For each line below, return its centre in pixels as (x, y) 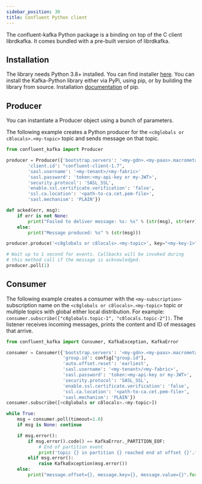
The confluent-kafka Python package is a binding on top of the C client (94, 34)
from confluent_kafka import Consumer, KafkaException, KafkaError (93, 342)
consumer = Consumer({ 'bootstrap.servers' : (62, 352)
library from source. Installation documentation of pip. (73, 87)
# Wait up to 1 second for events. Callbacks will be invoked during (95, 254)
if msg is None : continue (50, 425)
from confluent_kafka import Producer (55, 150)
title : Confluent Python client (47, 17)
